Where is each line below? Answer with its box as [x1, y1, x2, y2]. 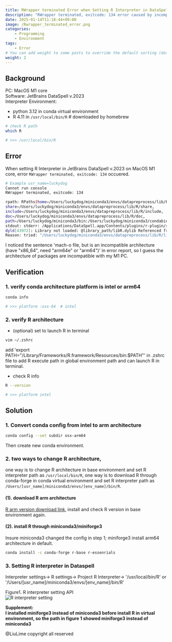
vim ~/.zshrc [5, 337, 33, 343]
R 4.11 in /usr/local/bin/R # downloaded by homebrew [12, 114, 130, 120]
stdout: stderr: [5, 223, 40, 228]
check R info [12, 373, 39, 379]
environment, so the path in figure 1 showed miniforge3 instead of [5, 615, 148, 622]
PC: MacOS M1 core [5, 87, 48, 94]
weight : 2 [5, 55, 27, 60]
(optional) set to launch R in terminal [12, 327, 90, 334]
